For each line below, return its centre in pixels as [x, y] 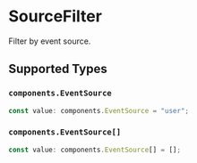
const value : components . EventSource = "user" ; [99, 110]
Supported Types [58, 69]
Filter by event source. [50, 41]
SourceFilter [55, 16]
